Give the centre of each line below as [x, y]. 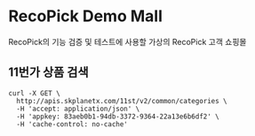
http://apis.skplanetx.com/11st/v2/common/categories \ [122, 101]
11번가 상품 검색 [48, 72]
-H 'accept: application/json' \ [78, 109]
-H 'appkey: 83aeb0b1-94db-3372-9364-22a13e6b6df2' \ [118, 117]
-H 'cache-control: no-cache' [72, 124]
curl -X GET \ [35, 93]
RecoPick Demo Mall [86, 16]
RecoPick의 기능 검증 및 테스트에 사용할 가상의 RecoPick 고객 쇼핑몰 [127, 42]
